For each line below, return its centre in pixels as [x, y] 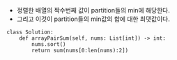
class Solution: [30, 32]
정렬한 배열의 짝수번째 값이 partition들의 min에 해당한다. [93, 10]
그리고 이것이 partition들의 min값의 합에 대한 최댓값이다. [93, 19]
